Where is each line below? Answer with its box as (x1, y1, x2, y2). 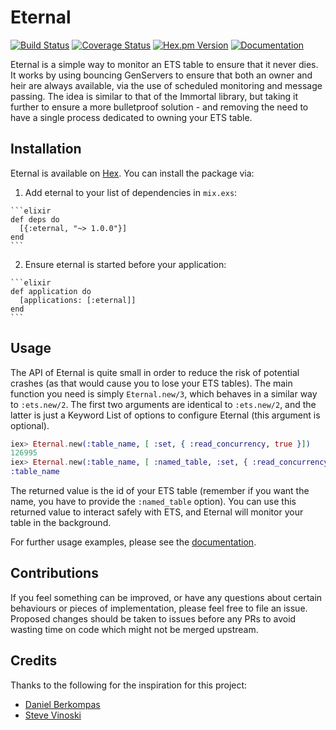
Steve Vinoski (24, 709, 82, 721)
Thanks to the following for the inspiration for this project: (10, 679, 248, 691)
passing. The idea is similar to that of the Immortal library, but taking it (10, 90, 299, 102)
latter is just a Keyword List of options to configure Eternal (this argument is (10, 409, 321, 421)
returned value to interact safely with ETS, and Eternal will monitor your (10, 506, 304, 518)
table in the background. (10, 517, 112, 529)
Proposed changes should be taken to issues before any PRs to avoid (10, 612, 297, 625)
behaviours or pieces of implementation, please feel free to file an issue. (10, 602, 308, 614)
